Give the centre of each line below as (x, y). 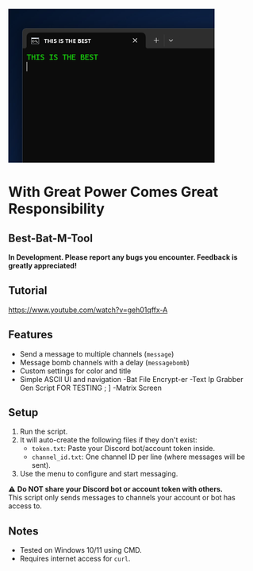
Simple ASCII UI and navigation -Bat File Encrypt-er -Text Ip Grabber (131, 379)
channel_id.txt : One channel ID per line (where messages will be (138, 457)
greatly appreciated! (43, 266)
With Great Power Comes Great (113, 192)
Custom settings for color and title (75, 371)
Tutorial (28, 291)
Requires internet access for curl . (75, 559)
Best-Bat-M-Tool (51, 238)
